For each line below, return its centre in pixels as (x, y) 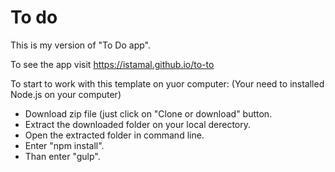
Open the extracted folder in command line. (114, 135)
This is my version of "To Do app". (80, 45)
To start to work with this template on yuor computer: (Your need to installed (167, 83)
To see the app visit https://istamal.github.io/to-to (112, 64)
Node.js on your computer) (66, 94)
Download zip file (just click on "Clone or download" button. (148, 113)
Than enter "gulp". (62, 156)
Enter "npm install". (64, 145)
